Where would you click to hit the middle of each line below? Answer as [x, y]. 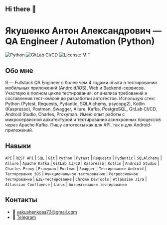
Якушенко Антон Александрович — [83, 31]
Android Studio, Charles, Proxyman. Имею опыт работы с [65, 114]
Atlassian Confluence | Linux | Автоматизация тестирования [66, 184]
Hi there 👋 [21, 9]
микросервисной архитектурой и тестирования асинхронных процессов [83, 119]
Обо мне [19, 70]
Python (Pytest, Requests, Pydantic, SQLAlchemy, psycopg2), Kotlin [75, 104]
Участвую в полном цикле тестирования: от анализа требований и [76, 93]
